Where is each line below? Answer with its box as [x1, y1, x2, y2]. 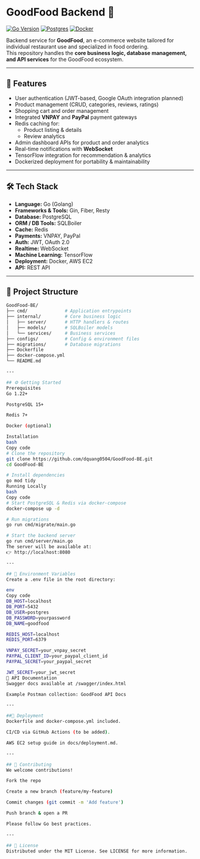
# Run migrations [6, 516, 49, 522]
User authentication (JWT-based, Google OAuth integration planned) [14, 94, 183, 101]
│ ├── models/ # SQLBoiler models [6, 325, 113, 331]
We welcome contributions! [6, 767, 73, 773]
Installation [6, 434, 39, 440]
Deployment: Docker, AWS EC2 [14, 257, 93, 264]
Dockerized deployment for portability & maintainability [14, 158, 150, 165]
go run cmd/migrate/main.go [6, 522, 76, 528]
